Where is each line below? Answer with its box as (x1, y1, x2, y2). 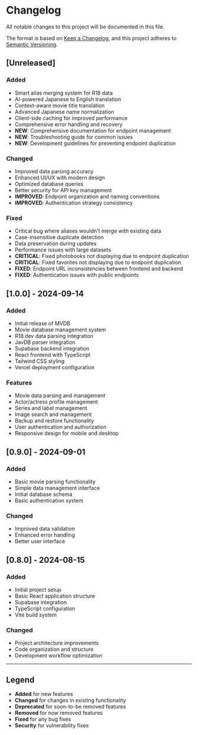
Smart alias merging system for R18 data (14, 89, 113, 96)
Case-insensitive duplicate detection (14, 234, 104, 241)
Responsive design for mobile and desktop (14, 430, 119, 437)
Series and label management (14, 405, 87, 412)
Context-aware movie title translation (14, 102, 105, 109)
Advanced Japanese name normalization (14, 108, 114, 115)
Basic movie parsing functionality (14, 478, 96, 485)
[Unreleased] (6, 58, 56, 68)
